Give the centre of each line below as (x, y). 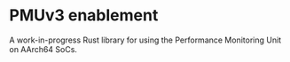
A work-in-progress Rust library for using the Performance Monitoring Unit (145, 40)
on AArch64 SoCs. (43, 49)
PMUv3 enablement (84, 15)
